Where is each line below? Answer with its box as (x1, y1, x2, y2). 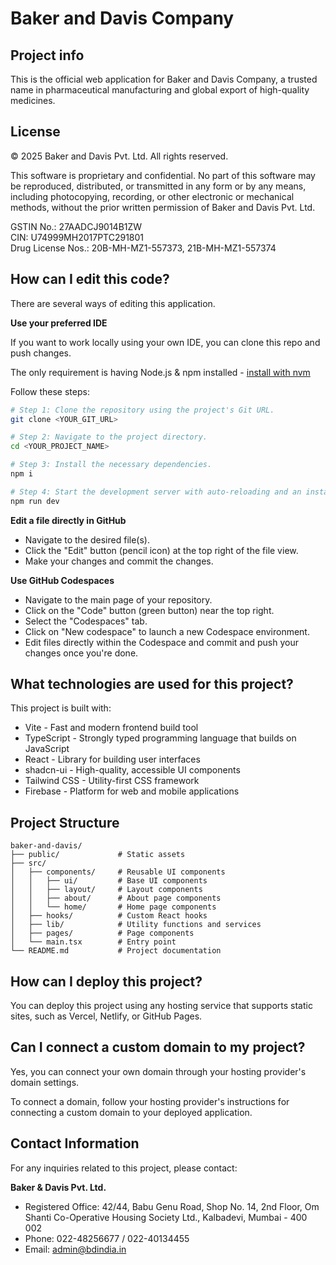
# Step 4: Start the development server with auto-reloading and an (10, 487, 302, 497)
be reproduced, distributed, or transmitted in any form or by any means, (10, 180, 307, 192)
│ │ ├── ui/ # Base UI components (10, 876, 208, 886)
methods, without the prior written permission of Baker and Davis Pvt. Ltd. (10, 201, 316, 213)
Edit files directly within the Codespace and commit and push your (24, 636, 299, 648)
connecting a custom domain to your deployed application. (10, 1106, 253, 1118)
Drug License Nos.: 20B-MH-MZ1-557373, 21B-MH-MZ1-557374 (10, 242, 277, 254)
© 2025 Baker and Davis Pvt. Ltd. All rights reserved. (10, 150, 229, 162)
